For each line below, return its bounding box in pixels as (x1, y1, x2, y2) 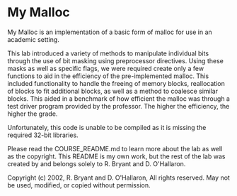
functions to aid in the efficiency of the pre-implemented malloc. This (7, 72, 209, 80)
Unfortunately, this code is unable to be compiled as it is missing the (7, 123, 207, 131)
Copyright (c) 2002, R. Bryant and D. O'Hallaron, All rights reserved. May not (7, 173, 230, 182)
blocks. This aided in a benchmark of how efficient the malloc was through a (7, 94, 230, 103)
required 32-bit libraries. (7, 131, 79, 139)
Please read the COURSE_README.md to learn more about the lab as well (7, 144, 223, 153)
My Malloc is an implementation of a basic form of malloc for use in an (7, 28, 212, 36)
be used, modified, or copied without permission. (7, 180, 151, 189)
